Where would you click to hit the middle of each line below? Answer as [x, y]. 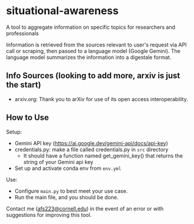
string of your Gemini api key [58, 162]
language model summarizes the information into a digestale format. [89, 57]
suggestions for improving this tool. [49, 215]
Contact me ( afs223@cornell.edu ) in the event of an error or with [85, 208]
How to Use [28, 118]
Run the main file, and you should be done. [66, 197]
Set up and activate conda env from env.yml [68, 168]
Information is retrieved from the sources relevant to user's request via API [96, 45]
